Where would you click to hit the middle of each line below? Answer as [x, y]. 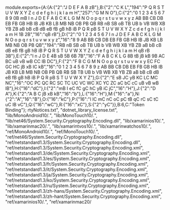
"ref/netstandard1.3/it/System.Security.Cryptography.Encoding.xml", [77, 169]
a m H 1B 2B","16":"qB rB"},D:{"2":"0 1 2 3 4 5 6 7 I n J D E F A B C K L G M [83, 34]
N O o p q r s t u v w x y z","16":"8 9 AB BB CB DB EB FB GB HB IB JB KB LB [84, 40]
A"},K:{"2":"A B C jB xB [29, 94]
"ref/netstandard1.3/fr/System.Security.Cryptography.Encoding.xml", [77, 164]
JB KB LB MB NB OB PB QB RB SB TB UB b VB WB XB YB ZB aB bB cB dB [82, 72]
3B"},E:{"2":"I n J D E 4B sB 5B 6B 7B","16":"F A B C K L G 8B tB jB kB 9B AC [85, 56]
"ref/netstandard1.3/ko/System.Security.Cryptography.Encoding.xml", [78, 180]
